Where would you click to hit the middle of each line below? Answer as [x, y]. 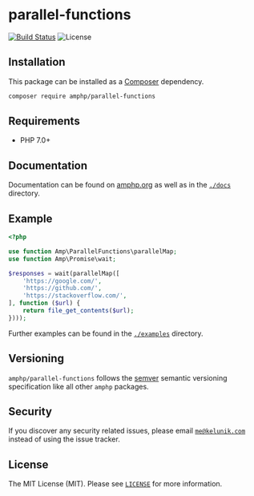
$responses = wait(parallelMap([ [64, 273]
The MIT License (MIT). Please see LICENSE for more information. [115, 484]
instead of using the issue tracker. [64, 439]
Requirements [44, 121]
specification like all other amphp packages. [79, 386]
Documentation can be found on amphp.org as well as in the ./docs [119, 185]
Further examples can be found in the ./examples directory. [106, 333]
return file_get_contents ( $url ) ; [79, 311]
